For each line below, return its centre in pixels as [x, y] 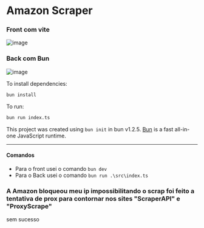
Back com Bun [28, 58]
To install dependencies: [37, 83]
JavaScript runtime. [42, 136]
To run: [15, 106]
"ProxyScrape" [29, 206]
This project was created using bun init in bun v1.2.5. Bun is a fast [90, 129]
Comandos [20, 155]
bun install [21, 95]
